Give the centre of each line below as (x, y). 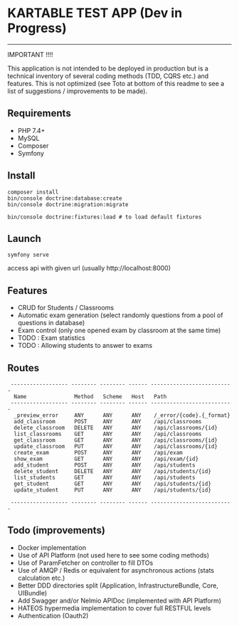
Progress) (37, 28)
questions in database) (51, 323)
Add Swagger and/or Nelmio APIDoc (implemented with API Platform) (119, 600)
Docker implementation (52, 547)
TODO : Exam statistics (51, 338)
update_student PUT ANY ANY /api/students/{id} (113, 490)
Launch (24, 239)
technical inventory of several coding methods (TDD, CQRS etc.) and (108, 75)
